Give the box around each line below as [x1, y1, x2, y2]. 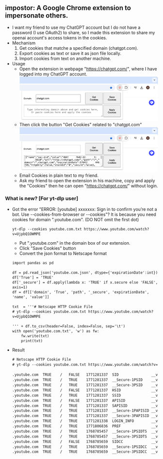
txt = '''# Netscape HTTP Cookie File [12, 304, 93, 309]
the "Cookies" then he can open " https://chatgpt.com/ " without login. [19, 183, 158, 189]
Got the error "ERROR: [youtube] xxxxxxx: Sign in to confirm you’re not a [12, 206, 157, 212]
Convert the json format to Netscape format [19, 250, 107, 256]
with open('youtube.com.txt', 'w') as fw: [12, 328, 99, 333]
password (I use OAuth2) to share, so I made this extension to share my [12, 29, 155, 36]
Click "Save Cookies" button [19, 245, 76, 251]
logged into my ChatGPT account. [19, 71, 87, 77]
